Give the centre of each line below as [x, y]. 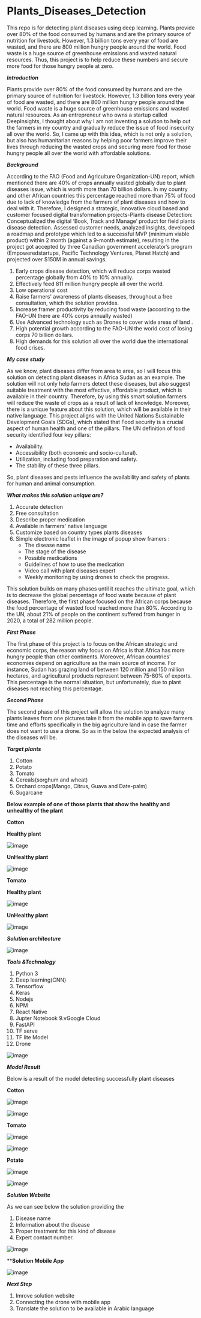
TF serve [26, 1031]
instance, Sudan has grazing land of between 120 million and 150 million [96, 669]
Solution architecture [34, 938]
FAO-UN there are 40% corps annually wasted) [74, 315]
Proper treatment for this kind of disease [66, 1231]
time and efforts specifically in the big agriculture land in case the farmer [97, 724]
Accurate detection [39, 506]
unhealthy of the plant [35, 810]
